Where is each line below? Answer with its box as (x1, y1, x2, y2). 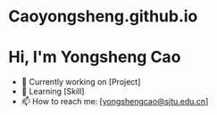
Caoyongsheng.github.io (8, 6, 198, 27)
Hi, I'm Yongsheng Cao (8, 47, 181, 68)
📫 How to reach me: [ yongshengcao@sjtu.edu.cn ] (21, 96, 209, 107)
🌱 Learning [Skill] (21, 86, 85, 97)
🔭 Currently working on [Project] (21, 77, 141, 87)
